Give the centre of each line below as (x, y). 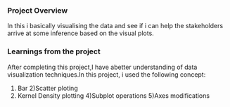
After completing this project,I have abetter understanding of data (102, 67)
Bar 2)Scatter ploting (48, 88)
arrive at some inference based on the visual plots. (81, 33)
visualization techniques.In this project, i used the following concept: (107, 74)
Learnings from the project (54, 51)
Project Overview (38, 11)
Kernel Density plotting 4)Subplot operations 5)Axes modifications (113, 95)
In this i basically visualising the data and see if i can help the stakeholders (115, 26)
